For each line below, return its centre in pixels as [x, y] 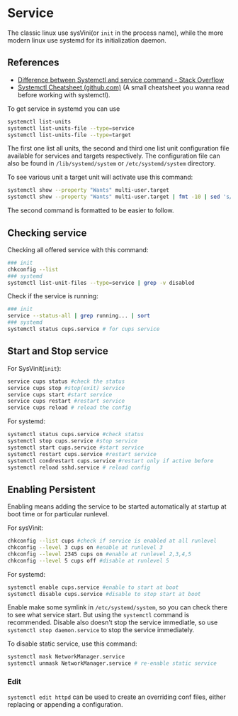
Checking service [47, 233]
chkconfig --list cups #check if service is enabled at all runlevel [112, 541]
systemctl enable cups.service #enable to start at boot [93, 587]
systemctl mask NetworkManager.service [66, 657]
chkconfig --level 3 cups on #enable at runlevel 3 [85, 548]
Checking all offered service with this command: [78, 249]
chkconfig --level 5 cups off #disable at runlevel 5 [89, 560]
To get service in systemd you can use [64, 109]
